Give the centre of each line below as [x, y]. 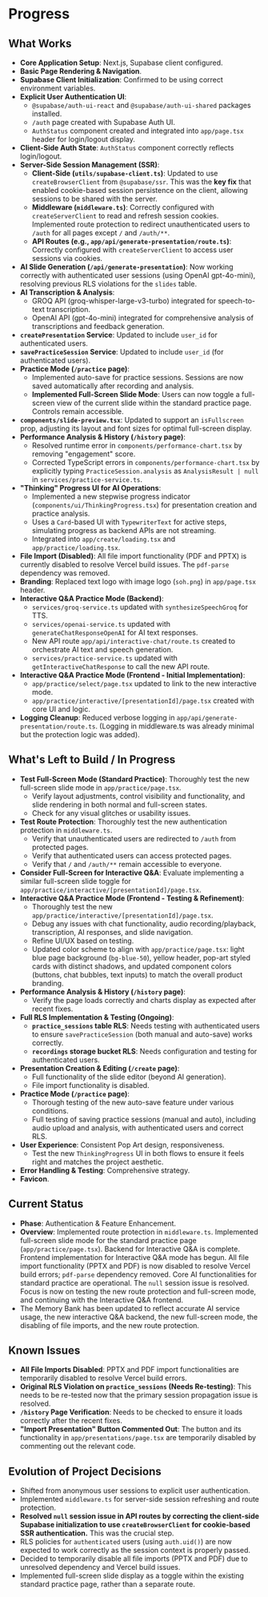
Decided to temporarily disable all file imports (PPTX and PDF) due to [134, 1559]
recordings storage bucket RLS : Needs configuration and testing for [144, 1051]
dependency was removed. [65, 573]
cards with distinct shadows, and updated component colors [132, 966]
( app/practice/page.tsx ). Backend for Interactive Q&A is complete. [130, 1249]
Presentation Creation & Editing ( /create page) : [100, 1068]
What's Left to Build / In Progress [92, 760]
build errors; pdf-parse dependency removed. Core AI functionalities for [138, 1274]
